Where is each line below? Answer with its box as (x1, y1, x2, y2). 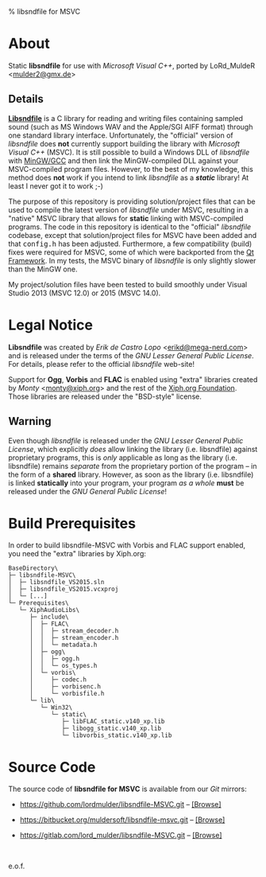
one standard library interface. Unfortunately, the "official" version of (8, 131, 233, 140)
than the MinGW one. (8, 264, 78, 274)
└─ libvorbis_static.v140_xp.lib (61, 731, 172, 739)
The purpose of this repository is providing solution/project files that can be (8, 197, 256, 206)
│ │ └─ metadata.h (29, 641, 98, 649)
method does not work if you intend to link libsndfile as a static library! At (8, 173, 249, 182)
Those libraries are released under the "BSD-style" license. (8, 392, 202, 401)
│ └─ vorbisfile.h (29, 690, 105, 698)
